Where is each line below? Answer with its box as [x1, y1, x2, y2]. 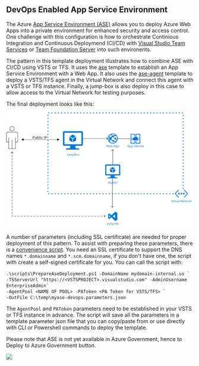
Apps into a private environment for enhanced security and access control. [6, 27, 190, 34]
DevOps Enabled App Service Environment [6, 5, 168, 15]
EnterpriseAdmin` [6, 283, 49, 289]
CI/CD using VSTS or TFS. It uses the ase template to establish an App [6, 64, 179, 71]
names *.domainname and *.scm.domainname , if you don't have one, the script [6, 253, 192, 260]
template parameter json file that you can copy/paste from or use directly [6, 318, 185, 325]
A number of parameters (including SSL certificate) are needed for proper [6, 234, 187, 241]
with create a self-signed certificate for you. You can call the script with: [6, 258, 183, 266]
